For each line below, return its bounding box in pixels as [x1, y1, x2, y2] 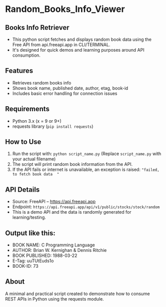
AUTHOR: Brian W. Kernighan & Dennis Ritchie [12, 247, 107, 253]
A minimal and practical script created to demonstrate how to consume [5, 291, 150, 297]
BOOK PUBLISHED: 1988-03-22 [12, 252, 78, 259]
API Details [5, 185, 40, 194]
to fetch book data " [12, 172, 59, 177]
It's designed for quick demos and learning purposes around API [12, 47, 145, 53]
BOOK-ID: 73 [12, 263, 39, 269]
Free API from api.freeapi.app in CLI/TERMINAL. [12, 42, 111, 48]
